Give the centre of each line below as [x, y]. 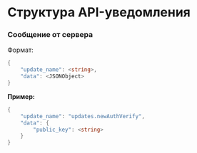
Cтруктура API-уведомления [99, 12]
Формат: [20, 50]
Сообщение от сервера [50, 35]
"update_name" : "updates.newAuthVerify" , [82, 116]
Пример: [21, 96]
